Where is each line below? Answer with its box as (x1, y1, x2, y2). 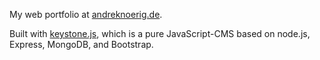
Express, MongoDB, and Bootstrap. (9, 39, 154, 50)
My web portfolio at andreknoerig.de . (9, 9, 163, 20)
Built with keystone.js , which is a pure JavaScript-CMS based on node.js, (9, 28, 311, 39)
